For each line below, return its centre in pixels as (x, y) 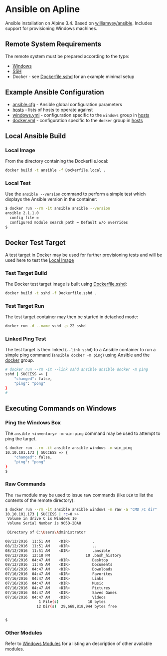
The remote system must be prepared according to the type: (67, 56)
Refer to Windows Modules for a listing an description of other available (79, 643)
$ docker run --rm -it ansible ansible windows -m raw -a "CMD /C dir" (81, 509)
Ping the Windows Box (33, 422)
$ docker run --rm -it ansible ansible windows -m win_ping (69, 448)
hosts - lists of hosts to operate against (53, 110)
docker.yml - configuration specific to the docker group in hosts (78, 120)
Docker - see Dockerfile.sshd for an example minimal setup (73, 77)
